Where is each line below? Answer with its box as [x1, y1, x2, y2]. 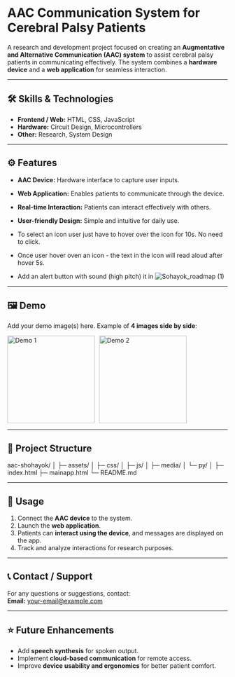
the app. [17, 536, 42, 545]
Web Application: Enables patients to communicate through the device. [17, 189, 225, 198]
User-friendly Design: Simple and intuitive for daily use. [17, 216, 180, 225]
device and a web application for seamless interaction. [7, 65, 167, 74]
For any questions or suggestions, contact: [7, 589, 131, 597]
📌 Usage [7, 495, 44, 507]
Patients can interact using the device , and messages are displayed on [17, 529, 224, 537]
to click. [17, 237, 41, 246]
